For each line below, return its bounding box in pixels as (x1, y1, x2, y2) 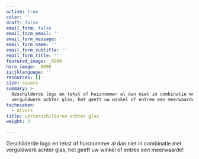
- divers (11, 108, 33, 113)
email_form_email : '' (6, 31, 60, 37)
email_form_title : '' (6, 53, 60, 59)
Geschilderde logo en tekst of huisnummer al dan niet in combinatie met (6, 140, 182, 147)
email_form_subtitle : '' (6, 47, 68, 53)
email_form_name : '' (6, 42, 57, 48)
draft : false (6, 20, 38, 25)
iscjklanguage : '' (6, 69, 52, 75)
